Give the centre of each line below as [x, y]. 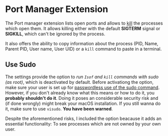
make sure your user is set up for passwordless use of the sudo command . [82, 87]
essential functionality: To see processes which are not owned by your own [83, 123]
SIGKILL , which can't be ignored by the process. [55, 34]
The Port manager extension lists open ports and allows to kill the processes [84, 23]
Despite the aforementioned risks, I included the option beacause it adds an [83, 118]
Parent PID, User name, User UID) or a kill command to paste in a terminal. [83, 49]
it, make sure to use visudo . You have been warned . [59, 108]
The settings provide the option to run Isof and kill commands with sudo [82, 77]
